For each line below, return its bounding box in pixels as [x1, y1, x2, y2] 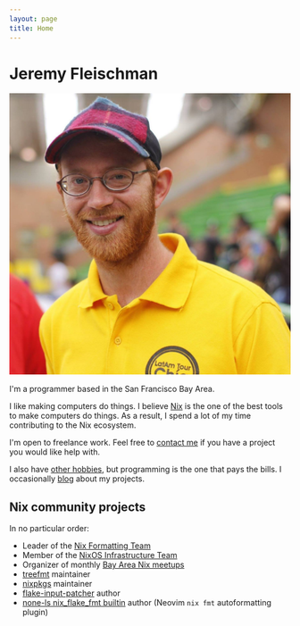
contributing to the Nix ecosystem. [9, 420, 137, 430]
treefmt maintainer [21, 569, 91, 580]
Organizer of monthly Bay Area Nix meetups [21, 559, 185, 571]
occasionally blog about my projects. [9, 473, 146, 484]
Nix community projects [9, 499, 146, 514]
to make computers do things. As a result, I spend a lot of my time [9, 411, 252, 422]
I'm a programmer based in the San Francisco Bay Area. [9, 384, 215, 395]
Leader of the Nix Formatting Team [21, 540, 152, 551]
